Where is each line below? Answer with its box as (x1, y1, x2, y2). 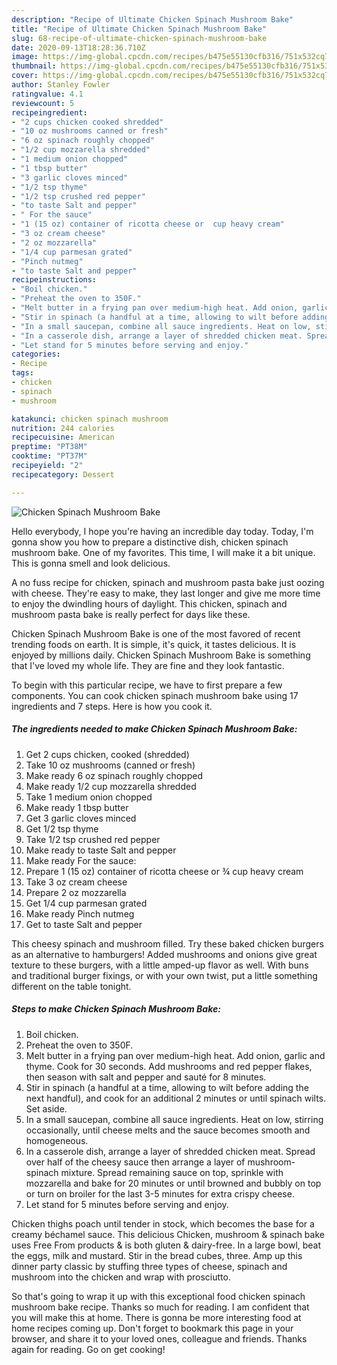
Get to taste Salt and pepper (25, 918, 143, 930)
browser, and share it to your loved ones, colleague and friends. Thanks (11, 1332, 308, 1345)
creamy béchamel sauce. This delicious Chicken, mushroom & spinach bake (11, 1228, 325, 1240)
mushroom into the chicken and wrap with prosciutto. (11, 1271, 231, 1283)
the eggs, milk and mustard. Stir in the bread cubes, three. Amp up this (11, 1249, 303, 1261)
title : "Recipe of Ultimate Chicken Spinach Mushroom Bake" (11, 24, 268, 34)
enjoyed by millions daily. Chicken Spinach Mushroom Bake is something (11, 649, 311, 661)
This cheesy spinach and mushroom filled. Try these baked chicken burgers (11, 937, 324, 950)
